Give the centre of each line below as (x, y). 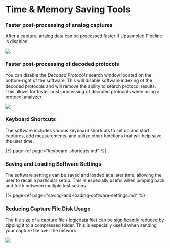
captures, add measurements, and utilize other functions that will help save (83, 136)
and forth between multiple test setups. (46, 186)
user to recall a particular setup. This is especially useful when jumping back (85, 180)
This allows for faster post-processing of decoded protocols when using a (82, 91)
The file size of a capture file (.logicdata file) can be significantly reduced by (85, 220)
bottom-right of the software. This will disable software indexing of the (79, 80)
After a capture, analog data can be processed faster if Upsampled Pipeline (84, 36)
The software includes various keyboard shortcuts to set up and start (77, 131)
